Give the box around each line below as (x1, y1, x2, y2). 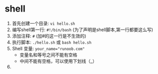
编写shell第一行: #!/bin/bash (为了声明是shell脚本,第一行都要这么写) (12, 26, 153, 33)
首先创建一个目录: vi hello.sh (12, 20, 75, 26)
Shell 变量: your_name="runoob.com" (12, 45, 85, 51)
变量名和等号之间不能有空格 (19, 51, 78, 58)
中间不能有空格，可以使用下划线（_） (19, 58, 97, 64)
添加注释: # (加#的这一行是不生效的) (12, 33, 86, 39)
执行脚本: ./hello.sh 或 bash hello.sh (12, 39, 92, 45)
